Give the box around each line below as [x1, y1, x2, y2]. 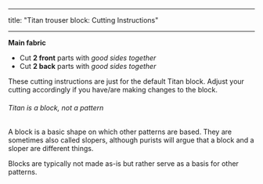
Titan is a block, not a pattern [8, 103, 104, 112]
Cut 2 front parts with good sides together [19, 53, 157, 63]
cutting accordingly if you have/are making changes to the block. [8, 85, 218, 94]
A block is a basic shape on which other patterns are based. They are [8, 127, 232, 137]
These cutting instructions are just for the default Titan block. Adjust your [8, 77, 245, 86]
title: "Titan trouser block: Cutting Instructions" [8, 16, 159, 24]
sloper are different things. [8, 144, 94, 153]
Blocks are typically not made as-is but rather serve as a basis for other [8, 159, 239, 168]
